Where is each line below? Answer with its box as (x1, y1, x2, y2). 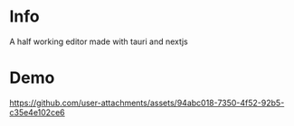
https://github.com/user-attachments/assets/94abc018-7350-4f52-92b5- (9, 97, 285, 108)
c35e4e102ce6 (9, 106, 65, 118)
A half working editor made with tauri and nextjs (9, 36, 188, 47)
